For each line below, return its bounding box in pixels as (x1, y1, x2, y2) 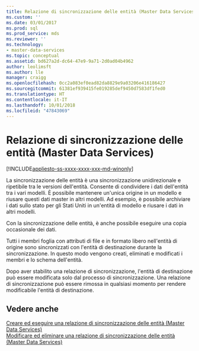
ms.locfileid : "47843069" (6, 108, 70, 114)
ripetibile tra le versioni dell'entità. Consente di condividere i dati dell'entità (6, 183, 188, 190)
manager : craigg (6, 75, 46, 80)
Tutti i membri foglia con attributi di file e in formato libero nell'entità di (6, 237, 178, 244)
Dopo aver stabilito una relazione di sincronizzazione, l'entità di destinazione (6, 268, 193, 275)
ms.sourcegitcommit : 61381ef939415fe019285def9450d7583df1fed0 (6, 86, 166, 92)
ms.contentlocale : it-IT (6, 96, 68, 102)
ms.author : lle (6, 69, 44, 75)
